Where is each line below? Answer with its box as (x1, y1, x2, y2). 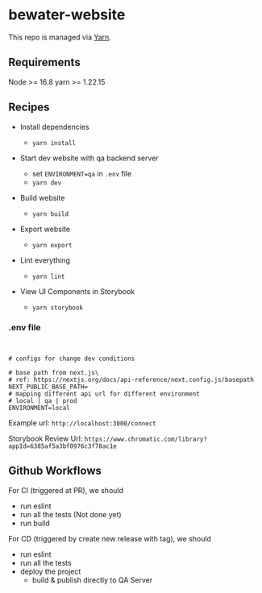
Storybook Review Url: (8, 433, 83, 443)
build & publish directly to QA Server (31, 574, 153, 585)
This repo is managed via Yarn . (8, 32, 111, 42)
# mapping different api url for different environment (8, 389, 200, 398)
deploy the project (19, 566, 81, 576)
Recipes (8, 101, 50, 114)
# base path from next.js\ (8, 368, 99, 376)
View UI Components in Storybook (19, 286, 135, 296)
